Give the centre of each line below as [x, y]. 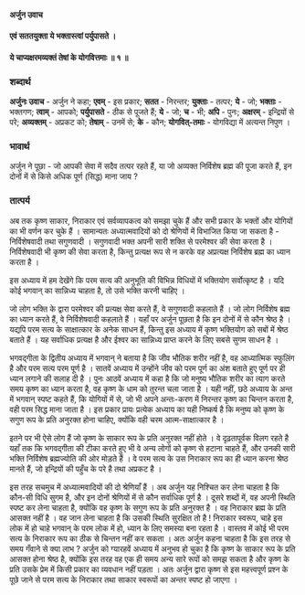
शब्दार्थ [20, 81]
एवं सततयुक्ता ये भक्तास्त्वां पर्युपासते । [63, 36]
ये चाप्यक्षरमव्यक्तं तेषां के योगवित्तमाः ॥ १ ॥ [69, 58]
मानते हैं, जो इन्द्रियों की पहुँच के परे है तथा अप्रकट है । [86, 469]
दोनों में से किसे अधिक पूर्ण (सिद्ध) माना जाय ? [74, 176]
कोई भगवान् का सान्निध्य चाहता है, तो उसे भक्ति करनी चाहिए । [97, 291]
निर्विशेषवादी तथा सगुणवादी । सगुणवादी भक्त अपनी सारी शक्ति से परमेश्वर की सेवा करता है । [141, 241]
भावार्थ [20, 146]
